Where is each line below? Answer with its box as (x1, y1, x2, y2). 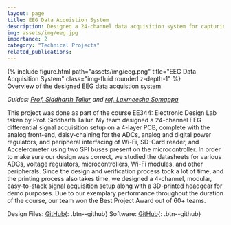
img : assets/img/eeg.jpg (7, 29, 78, 36)
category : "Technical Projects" (7, 42, 100, 49)
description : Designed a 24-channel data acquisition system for (7, 23, 198, 30)
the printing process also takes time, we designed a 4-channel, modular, (7, 174, 212, 182)
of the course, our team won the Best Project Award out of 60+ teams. (7, 196, 206, 204)
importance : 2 (7, 36, 48, 43)
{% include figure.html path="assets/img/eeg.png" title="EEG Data (7, 67, 197, 76)
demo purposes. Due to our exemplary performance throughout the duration (7, 189, 223, 197)
